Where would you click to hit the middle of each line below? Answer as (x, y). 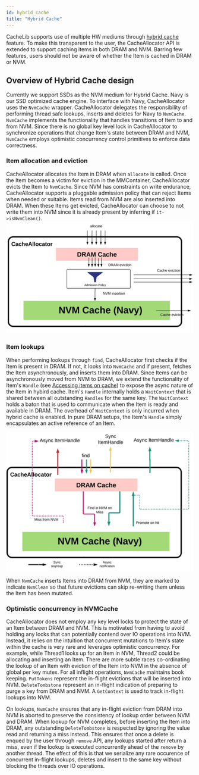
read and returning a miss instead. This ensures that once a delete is (90, 734)
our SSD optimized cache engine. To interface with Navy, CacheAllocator (96, 101)
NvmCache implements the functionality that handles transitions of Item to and (99, 120)
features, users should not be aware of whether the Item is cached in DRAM (99, 55)
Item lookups (25, 347)
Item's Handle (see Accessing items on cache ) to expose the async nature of (100, 385)
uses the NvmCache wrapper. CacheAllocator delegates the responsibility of (97, 108)
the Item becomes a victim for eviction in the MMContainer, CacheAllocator (98, 180)
